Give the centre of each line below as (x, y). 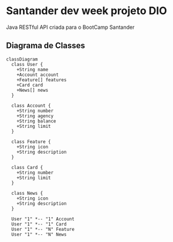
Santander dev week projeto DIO (86, 11)
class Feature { (31, 142)
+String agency (35, 116)
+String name (33, 69)
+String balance (37, 121)
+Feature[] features (42, 80)
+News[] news (33, 90)
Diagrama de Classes (46, 46)
